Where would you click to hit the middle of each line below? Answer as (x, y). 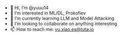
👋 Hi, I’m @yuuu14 (29, 8)
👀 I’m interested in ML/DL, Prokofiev (48, 13)
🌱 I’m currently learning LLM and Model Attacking (62, 18)
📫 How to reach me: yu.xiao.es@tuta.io (52, 29)
